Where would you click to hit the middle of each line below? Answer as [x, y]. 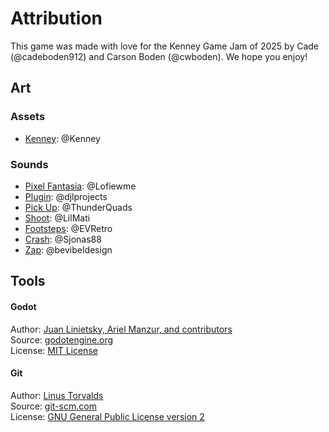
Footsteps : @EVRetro [68, 228]
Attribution [56, 18]
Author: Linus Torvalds [57, 395]
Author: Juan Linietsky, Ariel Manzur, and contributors [121, 329]
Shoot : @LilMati [57, 218]
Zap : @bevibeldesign [68, 249]
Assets [28, 117]
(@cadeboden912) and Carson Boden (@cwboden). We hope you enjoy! [159, 56]
